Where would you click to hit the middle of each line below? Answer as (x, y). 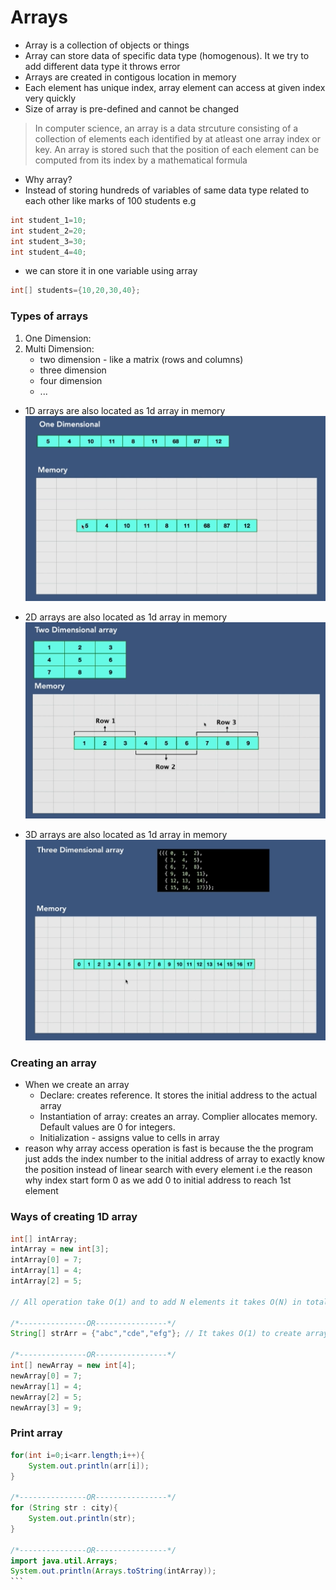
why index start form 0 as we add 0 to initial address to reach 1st (158, 1180)
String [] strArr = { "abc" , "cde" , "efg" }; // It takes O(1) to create (156, 1334)
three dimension (73, 370)
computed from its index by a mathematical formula (141, 160)
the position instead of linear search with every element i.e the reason (168, 1170)
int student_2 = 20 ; (48, 231)
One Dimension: (58, 338)
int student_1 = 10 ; (48, 220)
